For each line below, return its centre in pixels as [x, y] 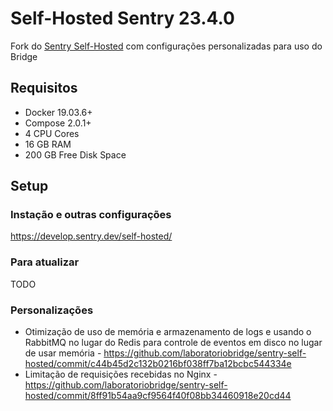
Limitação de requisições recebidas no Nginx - [121, 374]
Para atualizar [45, 262]
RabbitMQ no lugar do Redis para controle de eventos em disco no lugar [173, 343]
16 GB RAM [48, 144]
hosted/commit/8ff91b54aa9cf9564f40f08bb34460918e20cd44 [158, 396]
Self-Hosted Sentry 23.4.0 [122, 18]
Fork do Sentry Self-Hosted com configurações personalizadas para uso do [166, 46]
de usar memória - [63, 353]
